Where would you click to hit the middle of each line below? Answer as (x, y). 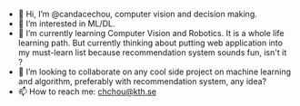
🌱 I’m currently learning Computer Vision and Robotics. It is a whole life (151, 33)
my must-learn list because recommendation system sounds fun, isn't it (152, 53)
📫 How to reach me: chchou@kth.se (87, 92)
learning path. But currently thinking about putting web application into (150, 43)
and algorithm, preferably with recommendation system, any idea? (142, 81)
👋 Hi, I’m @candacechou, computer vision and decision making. (137, 14)
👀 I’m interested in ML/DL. (66, 24)
